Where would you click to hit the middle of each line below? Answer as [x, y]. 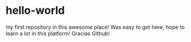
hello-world [35, 10]
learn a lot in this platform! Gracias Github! [58, 33]
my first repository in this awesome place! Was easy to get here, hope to [95, 27]
